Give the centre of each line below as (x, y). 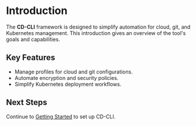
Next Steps (27, 102)
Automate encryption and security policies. (66, 78)
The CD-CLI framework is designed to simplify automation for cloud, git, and (98, 27)
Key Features (31, 57)
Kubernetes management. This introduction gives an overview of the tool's (96, 33)
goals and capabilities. (33, 39)
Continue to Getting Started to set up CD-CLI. (61, 116)
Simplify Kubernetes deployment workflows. (68, 84)
